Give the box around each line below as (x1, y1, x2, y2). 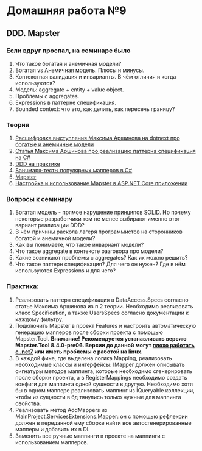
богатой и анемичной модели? (15, 235, 96, 242)
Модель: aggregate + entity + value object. (15, 86, 124, 93)
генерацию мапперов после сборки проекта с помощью (15, 328, 163, 336)
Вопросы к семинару (6, 195, 73, 204)
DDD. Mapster (6, 28, 61, 38)
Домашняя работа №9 (6, 4, 127, 18)
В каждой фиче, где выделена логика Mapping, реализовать (15, 354, 172, 361)
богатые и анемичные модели (15, 141, 94, 148)
